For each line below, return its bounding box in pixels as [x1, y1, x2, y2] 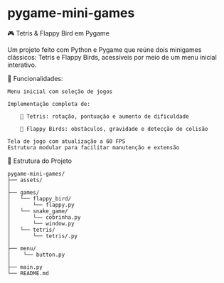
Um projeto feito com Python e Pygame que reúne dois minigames [7, 45, 202, 54]
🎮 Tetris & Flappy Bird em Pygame [7, 28, 110, 37]
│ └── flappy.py [7, 201, 75, 208]
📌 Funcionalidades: [7, 74, 63, 82]
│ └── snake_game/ [7, 208, 69, 215]
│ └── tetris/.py [7, 233, 78, 240]
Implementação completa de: [7, 100, 91, 107]
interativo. [7, 60, 37, 69]
